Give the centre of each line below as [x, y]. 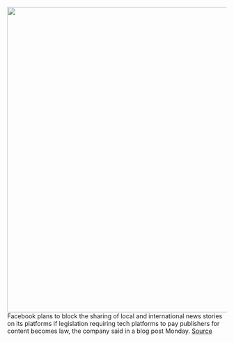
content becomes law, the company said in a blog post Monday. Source [110, 331]
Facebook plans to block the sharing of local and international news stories [115, 316]
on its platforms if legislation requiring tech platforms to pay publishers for [114, 324]
